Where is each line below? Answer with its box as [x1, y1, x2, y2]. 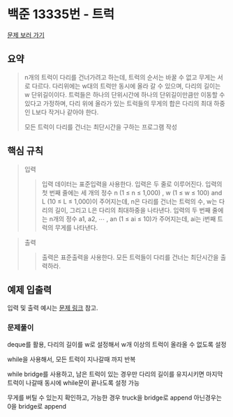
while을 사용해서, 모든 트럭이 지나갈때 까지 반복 [7, 355, 136, 363]
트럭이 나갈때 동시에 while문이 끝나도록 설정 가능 [7, 378, 140, 387]
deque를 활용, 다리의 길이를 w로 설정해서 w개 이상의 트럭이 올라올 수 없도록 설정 [7, 340, 227, 349]
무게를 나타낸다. [54, 223, 98, 232]
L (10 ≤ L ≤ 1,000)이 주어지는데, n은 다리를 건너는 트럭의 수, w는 [41, 197, 218, 206]
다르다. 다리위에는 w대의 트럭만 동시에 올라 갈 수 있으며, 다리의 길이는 [31, 82, 221, 90]
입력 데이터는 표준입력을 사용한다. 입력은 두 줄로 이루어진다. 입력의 [41, 179, 223, 188]
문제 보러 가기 [7, 31, 45, 39]
